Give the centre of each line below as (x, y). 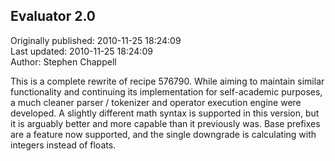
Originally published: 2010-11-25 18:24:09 (96, 40)
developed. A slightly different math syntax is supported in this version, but (165, 113)
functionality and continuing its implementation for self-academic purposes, (166, 91)
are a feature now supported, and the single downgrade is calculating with (163, 134)
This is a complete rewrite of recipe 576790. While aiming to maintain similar (167, 81)
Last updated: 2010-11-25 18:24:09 (81, 51)
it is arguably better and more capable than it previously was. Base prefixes (165, 123)
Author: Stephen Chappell (63, 61)
